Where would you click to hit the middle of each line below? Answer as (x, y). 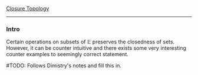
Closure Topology (28, 8)
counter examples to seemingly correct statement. (67, 54)
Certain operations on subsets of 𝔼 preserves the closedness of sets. (90, 42)
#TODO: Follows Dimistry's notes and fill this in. (64, 66)
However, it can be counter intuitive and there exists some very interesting (96, 48)
